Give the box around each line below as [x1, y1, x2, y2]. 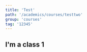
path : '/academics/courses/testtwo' [5, 12, 83, 17]
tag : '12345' [5, 21, 33, 27]
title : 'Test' [5, 7, 36, 13]
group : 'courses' [5, 17, 42, 22]
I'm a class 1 [5, 40, 45, 48]
